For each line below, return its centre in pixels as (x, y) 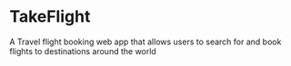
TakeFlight (50, 17)
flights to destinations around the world (83, 51)
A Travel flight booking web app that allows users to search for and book (145, 42)
